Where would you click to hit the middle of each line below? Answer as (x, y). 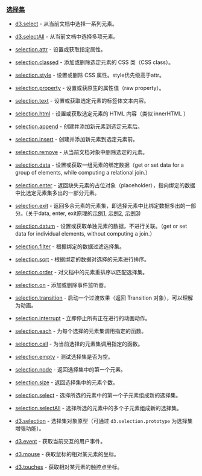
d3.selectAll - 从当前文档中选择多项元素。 (67, 37)
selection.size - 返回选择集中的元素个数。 (67, 382)
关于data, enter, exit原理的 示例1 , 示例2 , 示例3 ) (84, 213)
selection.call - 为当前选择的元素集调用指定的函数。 (79, 344)
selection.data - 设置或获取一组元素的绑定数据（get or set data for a (99, 165)
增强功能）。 (30, 429)
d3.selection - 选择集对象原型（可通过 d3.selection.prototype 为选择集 (104, 421)
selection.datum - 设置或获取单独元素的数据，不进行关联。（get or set (101, 226)
